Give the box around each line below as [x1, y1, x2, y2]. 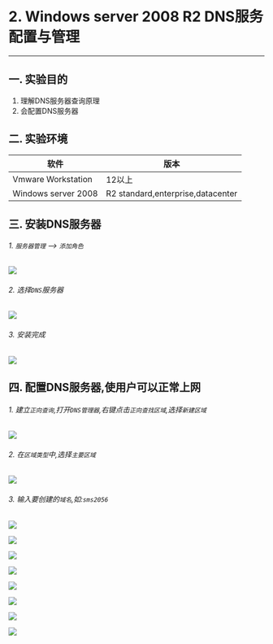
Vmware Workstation [12, 173, 93, 185]
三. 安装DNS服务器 [8, 217, 102, 231]
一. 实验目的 [8, 72, 68, 86]
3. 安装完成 [8, 329, 46, 339]
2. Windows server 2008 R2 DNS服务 [8, 7, 264, 26]
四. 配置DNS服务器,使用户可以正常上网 [8, 380, 201, 394]
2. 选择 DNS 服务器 [8, 285, 63, 294]
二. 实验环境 [8, 132, 68, 146]
